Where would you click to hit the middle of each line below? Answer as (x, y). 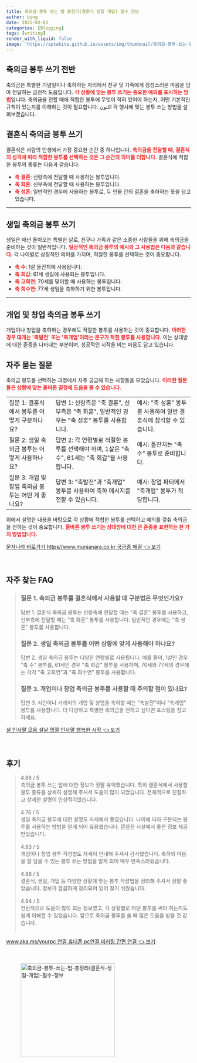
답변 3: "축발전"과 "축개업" (90, 482)
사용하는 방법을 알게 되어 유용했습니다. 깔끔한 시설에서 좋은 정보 (104, 827)
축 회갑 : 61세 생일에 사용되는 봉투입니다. (60, 274)
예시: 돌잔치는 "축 (160, 444)
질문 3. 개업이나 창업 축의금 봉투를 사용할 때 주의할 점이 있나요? (104, 689)
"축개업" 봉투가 (157, 491)
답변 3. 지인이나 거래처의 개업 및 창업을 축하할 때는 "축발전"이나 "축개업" (103, 703)
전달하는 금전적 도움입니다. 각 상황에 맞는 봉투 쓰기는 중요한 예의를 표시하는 (97, 92)
